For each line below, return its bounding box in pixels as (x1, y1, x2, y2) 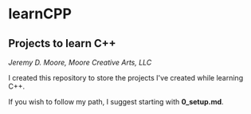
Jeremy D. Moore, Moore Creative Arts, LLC (8, 57, 152, 67)
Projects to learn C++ (8, 37, 117, 50)
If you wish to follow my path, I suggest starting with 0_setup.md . (8, 97, 225, 106)
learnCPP (8, 5, 72, 23)
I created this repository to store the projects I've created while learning (8, 73, 244, 82)
